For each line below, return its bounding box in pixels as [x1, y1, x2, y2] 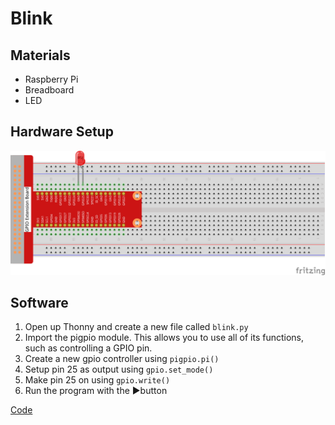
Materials [10, 47, 71, 64]
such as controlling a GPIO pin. [24, 342, 153, 354]
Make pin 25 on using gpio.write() [24, 374, 171, 386]
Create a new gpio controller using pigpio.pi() [24, 353, 220, 365]
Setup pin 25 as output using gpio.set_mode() [24, 363, 214, 376]
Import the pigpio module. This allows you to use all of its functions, [24, 332, 305, 344]
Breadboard [24, 84, 75, 96]
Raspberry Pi [24, 73, 79, 85]
